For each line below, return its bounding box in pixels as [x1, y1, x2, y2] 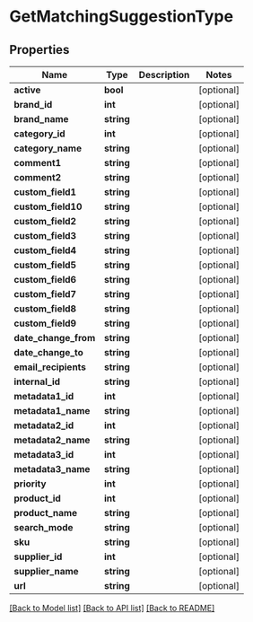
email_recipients [13, 361, 87, 373]
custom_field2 [13, 215, 77, 227]
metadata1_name [13, 405, 91, 416]
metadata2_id [13, 419, 74, 432]
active [13, 83, 41, 96]
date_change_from [13, 332, 96, 344]
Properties [9, 42, 70, 57]
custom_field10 [13, 200, 83, 213]
